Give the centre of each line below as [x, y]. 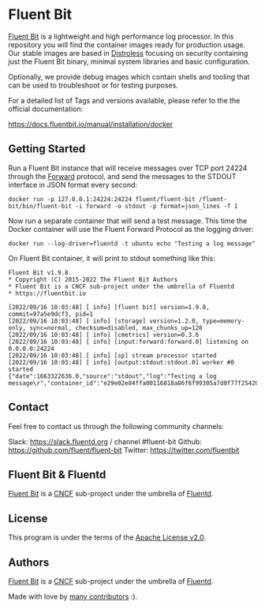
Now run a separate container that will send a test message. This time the [128, 220]
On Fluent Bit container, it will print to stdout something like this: [112, 258]
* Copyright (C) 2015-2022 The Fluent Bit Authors [93, 279]
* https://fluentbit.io [47, 293]
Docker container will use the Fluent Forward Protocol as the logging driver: [131, 229]
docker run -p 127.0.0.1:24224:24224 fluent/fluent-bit [102, 199]
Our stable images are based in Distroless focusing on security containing [128, 53]
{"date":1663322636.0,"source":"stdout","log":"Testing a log [112, 376]
